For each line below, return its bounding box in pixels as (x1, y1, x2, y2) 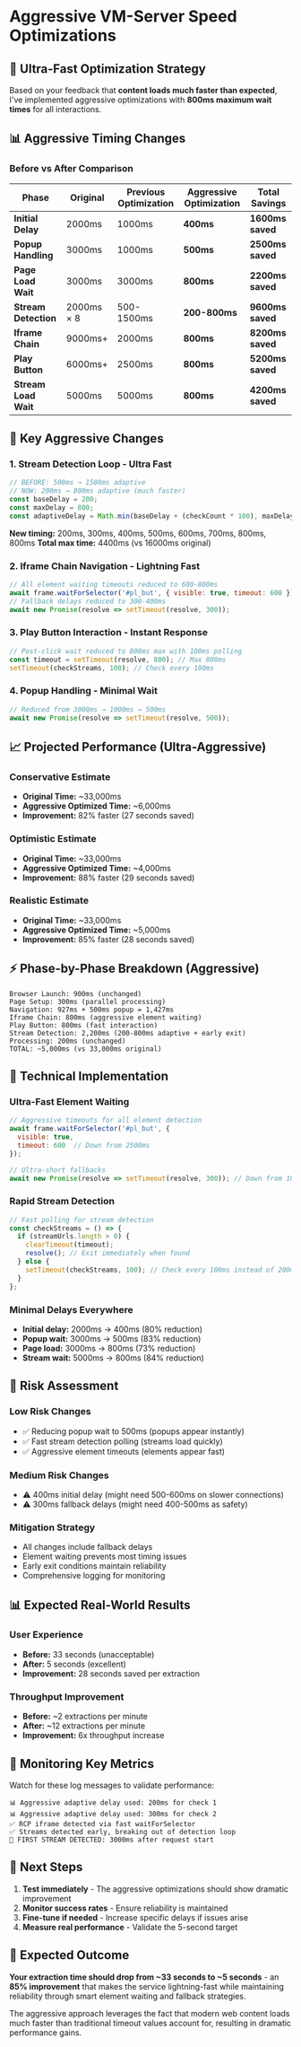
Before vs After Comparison (9, 162, 134, 175)
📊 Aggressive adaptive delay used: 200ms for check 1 (9, 1798, 217, 1807)
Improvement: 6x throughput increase (21, 1730, 165, 1741)
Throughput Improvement (9, 1690, 125, 1702)
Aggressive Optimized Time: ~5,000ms (21, 924, 171, 935)
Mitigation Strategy (9, 1521, 96, 1534)
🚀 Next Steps (9, 1859, 83, 1875)
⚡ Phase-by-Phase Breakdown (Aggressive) (9, 961, 260, 976)
